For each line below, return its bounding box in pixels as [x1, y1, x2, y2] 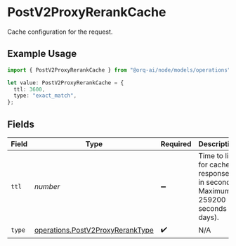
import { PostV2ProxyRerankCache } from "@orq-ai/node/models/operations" [7, 66, 231, 74]
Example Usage [7, 48, 77, 60]
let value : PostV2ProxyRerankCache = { [7, 79, 124, 86]
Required [160, 138, 192, 148]
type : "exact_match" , [13, 92, 77, 99]
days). [198, 212, 219, 222]
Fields [7, 118, 35, 130]
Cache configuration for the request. [7, 27, 113, 36]
